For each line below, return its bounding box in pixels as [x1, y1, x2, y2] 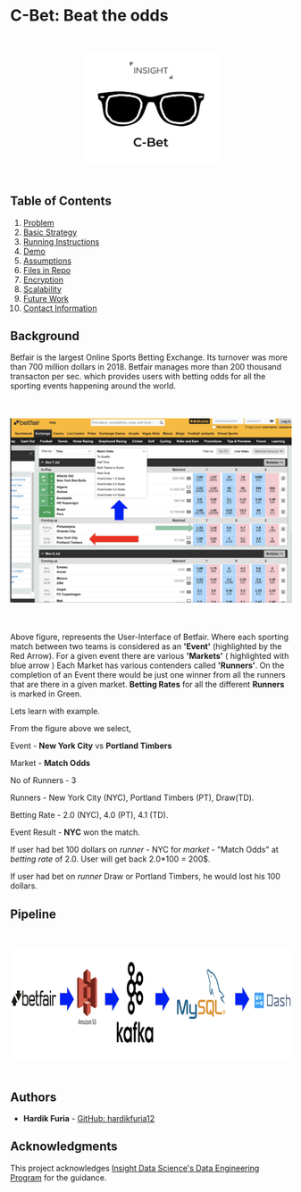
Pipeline [10, 906, 57, 921]
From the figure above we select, [10, 723, 132, 734]
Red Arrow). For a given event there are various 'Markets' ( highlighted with [10, 651, 289, 662]
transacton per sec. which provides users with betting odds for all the [10, 371, 266, 382]
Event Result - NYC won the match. [10, 827, 141, 838]
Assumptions [22, 255, 72, 266]
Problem [22, 217, 54, 228]
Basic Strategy [22, 227, 78, 238]
